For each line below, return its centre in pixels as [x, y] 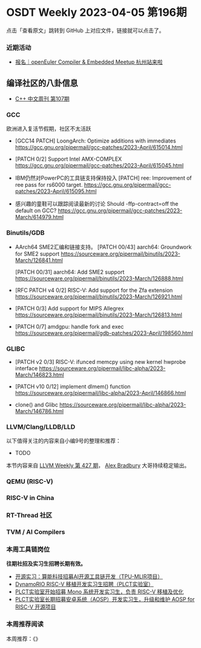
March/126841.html [39, 260]
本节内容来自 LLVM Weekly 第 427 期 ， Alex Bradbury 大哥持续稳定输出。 [98, 465]
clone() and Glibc [37, 405]
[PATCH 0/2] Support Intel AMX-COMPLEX [68, 159]
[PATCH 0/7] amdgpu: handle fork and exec [69, 326]
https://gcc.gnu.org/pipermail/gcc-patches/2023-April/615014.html [99, 147]
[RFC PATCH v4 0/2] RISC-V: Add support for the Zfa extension [94, 290]
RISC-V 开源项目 [35, 607]
